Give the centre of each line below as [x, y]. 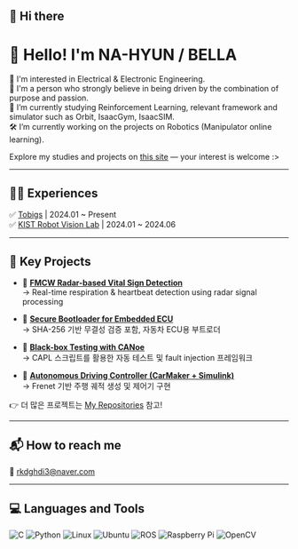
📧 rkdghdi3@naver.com [52, 471]
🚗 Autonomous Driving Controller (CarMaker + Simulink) [128, 375]
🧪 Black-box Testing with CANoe [83, 346]
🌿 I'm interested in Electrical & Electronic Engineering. [107, 79]
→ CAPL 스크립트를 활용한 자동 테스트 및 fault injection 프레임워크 [137, 357]
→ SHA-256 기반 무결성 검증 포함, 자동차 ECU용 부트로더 [121, 329]
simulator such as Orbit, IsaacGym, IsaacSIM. [92, 117]
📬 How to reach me [65, 446]
